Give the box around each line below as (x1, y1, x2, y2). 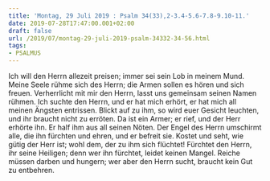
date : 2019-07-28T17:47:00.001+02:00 (8, 19, 135, 27)
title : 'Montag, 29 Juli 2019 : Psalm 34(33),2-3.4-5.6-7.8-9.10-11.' (8, 11, 250, 20)
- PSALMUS (8, 49, 42, 57)
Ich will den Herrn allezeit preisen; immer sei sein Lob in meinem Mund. (8, 72, 245, 80)
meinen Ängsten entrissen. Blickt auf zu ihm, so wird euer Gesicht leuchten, (8, 105, 260, 115)
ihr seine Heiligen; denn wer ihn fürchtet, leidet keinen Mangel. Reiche (8, 148, 241, 158)
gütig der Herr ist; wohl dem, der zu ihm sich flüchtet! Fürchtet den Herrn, (8, 140, 252, 149)
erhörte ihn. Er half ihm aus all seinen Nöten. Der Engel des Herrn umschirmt (8, 122, 262, 132)
